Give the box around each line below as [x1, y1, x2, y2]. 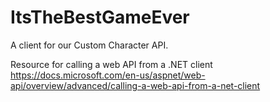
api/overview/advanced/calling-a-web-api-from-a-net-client [10, 79, 261, 91]
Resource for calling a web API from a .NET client [10, 58, 213, 70]
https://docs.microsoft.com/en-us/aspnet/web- [10, 69, 206, 81]
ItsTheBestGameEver [10, 6, 190, 29]
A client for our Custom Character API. [10, 39, 169, 51]
